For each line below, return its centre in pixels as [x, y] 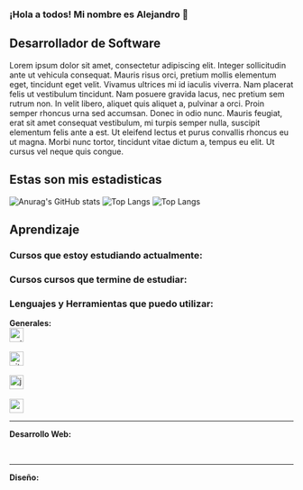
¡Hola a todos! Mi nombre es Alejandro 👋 [99, 14]
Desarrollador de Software [85, 44]
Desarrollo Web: [41, 434]
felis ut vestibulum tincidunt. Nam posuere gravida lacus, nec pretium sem [147, 94]
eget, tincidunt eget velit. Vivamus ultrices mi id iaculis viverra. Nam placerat [151, 84]
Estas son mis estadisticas [86, 180]
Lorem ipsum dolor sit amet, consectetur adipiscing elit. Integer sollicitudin [148, 65]
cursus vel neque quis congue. [67, 151]
